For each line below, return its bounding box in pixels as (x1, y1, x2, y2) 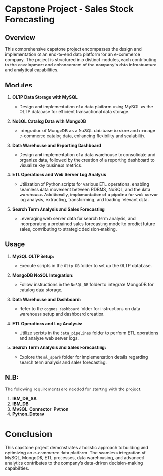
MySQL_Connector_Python (12, 406, 69, 412)
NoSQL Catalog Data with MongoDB (12, 118, 86, 124)
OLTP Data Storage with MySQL (12, 94, 78, 100)
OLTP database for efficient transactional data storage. (19, 108, 130, 114)
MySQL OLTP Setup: (12, 253, 55, 259)
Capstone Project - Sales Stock (5, 3, 134, 15)
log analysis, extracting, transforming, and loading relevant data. (19, 196, 149, 202)
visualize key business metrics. (19, 162, 82, 168)
